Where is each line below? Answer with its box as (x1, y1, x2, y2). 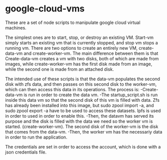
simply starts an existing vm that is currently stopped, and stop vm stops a (5, 39, 158, 45)
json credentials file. (5, 149, 47, 155)
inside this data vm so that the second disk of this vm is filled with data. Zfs (5, 97, 160, 103)
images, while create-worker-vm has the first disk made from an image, (5, 61, 153, 67)
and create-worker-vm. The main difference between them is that (23, 50, 159, 56)
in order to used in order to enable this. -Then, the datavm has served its (5, 113, 154, 119)
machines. (5, 24, 26, 30)
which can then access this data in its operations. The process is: (5, 86, 140, 92)
